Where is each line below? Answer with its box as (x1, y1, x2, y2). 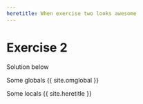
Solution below (6, 63, 49, 71)
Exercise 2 (6, 39, 68, 55)
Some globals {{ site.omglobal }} (6, 76, 99, 84)
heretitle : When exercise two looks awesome (6, 10, 137, 17)
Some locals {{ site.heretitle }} (6, 89, 93, 97)
